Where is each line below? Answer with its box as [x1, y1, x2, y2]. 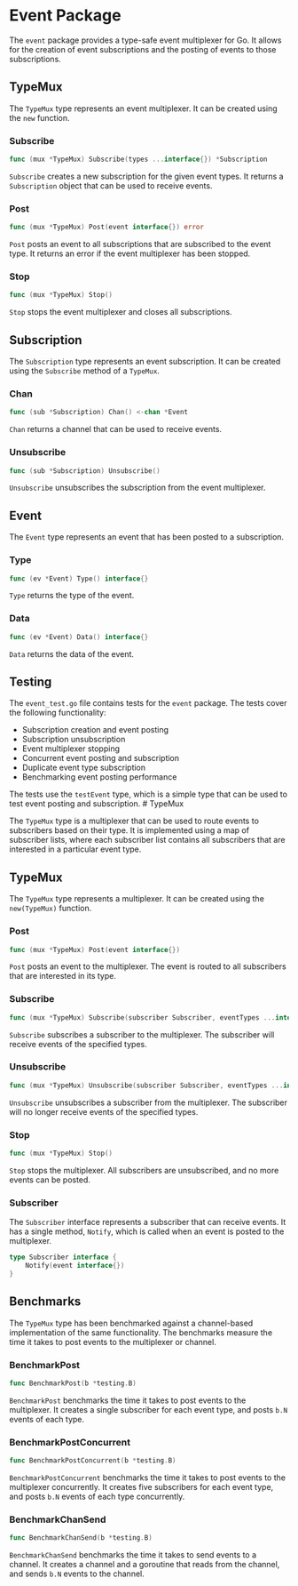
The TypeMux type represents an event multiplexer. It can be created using [9, 103, 278, 114]
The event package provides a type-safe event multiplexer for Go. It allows [9, 35, 282, 45]
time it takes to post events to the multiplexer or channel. [9, 1336, 217, 1347]
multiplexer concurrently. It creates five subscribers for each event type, [9, 1481, 274, 1492]
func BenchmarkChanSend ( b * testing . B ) [9, 1534, 153, 1542]
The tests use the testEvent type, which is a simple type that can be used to [9, 789, 288, 800]
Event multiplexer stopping [21, 743, 120, 754]
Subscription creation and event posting [21, 725, 169, 735]
